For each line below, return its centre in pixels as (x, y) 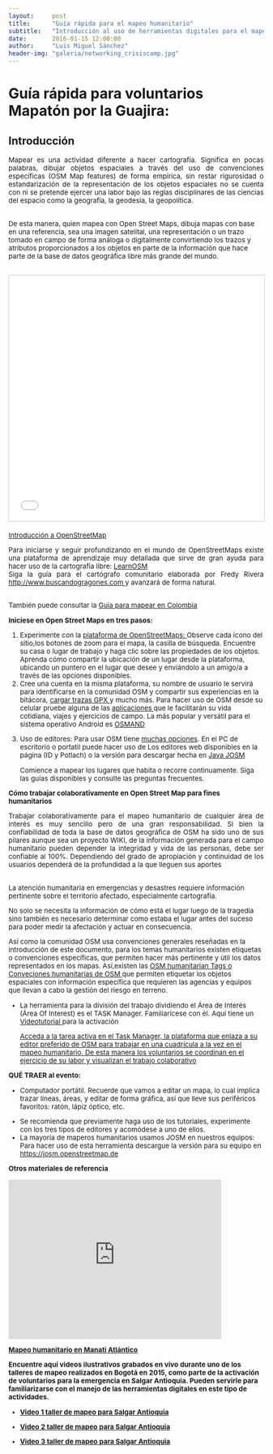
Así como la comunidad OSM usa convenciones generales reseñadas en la (127, 942)
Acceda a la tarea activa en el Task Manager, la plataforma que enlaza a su (139, 1036)
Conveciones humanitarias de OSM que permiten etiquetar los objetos (120, 974)
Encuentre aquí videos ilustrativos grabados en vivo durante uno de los (125, 1365)
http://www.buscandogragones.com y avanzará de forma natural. (113, 582)
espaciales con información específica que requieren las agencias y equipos (130, 982)
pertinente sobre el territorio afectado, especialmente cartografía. (113, 896)
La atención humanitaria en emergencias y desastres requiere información (126, 887)
